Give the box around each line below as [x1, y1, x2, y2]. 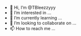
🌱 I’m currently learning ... [9, 15, 62, 20]
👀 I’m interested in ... [9, 10, 52, 16]
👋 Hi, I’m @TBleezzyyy [9, 5, 56, 10]
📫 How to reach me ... [9, 26, 55, 31]
